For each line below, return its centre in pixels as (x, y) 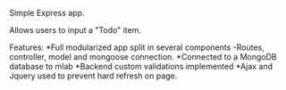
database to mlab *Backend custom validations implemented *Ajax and (141, 66)
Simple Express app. (47, 13)
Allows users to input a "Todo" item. (75, 30)
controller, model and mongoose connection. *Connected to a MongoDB (143, 57)
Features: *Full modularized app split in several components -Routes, (137, 47)
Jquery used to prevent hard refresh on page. (93, 76)
